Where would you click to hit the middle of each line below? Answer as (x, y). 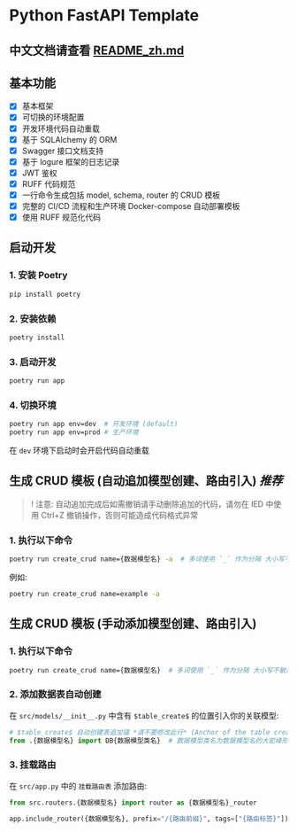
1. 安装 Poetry (38, 276)
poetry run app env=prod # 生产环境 (74, 432)
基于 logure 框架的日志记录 (71, 161)
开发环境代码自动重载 (61, 128)
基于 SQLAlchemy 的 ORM (69, 139)
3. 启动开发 (33, 362)
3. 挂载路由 (33, 765)
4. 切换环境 (33, 405)
